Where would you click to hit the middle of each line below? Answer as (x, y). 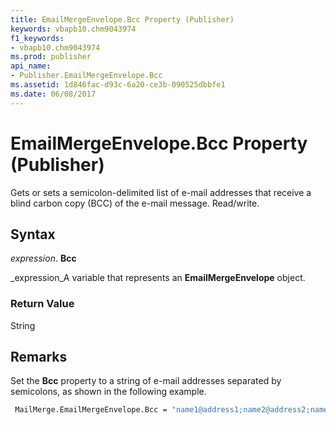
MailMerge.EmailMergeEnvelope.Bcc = (91, 410)
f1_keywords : (37, 38)
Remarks (39, 357)
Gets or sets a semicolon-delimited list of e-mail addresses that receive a (161, 192)
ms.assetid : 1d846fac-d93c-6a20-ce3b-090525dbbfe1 (118, 85)
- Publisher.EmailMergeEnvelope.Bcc (86, 76)
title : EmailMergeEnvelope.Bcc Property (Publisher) (122, 19)
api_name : (31, 66)
